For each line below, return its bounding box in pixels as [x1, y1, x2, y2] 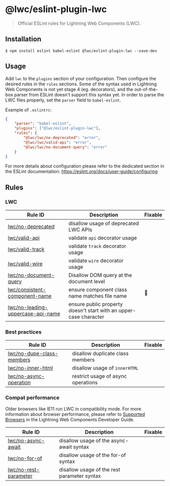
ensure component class [68, 286, 127, 294]
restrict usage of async [72, 373, 127, 380]
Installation [5, 35, 41, 43]
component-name [8, 293, 52, 300]
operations [72, 379, 98, 386]
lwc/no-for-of [8, 455, 42, 462]
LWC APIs [68, 226, 93, 233]
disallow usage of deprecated [68, 220, 139, 227]
